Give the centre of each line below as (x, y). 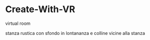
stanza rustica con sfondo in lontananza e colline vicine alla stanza (75, 33)
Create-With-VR (40, 9)
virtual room (18, 23)
